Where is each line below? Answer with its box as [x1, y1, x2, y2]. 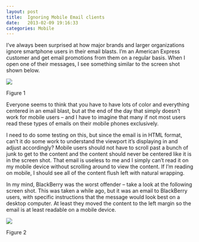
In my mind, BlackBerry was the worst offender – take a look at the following [6, 181, 192, 188]
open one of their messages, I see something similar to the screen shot [6, 61, 180, 68]
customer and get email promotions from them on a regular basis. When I [6, 54, 185, 61]
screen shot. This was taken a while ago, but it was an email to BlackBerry [6, 187, 188, 194]
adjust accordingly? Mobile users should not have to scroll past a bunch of [6, 144, 189, 152]
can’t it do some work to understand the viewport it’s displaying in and [6, 138, 178, 145]
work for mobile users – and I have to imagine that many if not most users [6, 114, 186, 121]
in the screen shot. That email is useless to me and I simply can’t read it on [6, 157, 189, 164]
